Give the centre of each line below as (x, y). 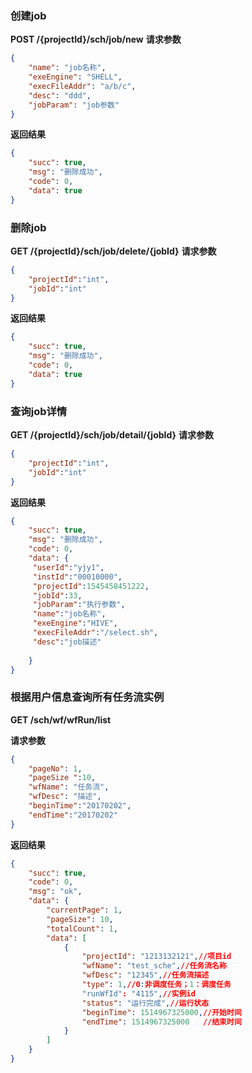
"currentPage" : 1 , (84, 910)
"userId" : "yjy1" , (68, 567)
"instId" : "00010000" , (77, 577)
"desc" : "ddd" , (60, 95)
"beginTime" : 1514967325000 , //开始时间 (161, 1012)
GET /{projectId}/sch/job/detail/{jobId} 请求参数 (112, 435)
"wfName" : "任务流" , (69, 787)
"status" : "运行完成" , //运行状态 (145, 1003)
